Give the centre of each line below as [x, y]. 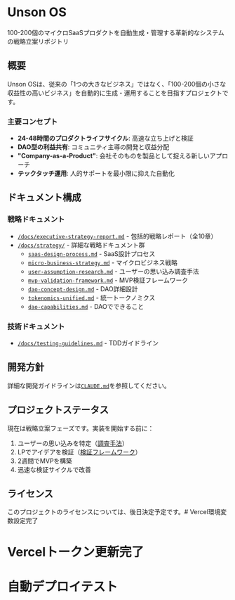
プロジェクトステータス [58, 410]
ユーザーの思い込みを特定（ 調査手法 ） [73, 443]
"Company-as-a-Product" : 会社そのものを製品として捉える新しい [114, 156]
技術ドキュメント [36, 326]
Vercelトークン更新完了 [76, 552]
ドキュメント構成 [44, 198]
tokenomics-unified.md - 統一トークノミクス [92, 298]
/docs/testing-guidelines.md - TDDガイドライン [88, 343]
